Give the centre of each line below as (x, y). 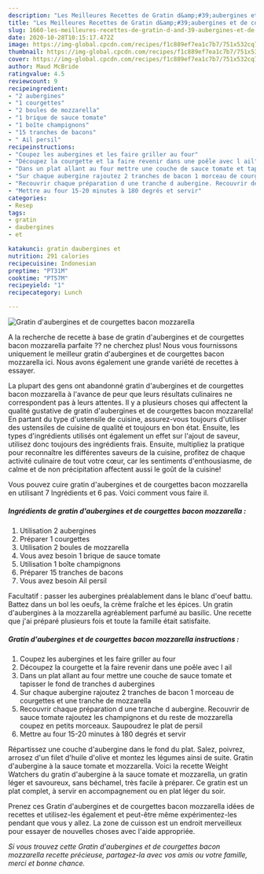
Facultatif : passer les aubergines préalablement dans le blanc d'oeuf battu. (130, 596)
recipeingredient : (38, 88)
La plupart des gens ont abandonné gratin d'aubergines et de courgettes (126, 386)
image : (19, 45)
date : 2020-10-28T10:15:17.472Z (61, 37)
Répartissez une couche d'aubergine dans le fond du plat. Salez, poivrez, (126, 749)
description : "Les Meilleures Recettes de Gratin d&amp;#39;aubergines (128, 15)
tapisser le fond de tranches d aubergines (87, 684)
